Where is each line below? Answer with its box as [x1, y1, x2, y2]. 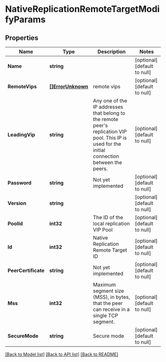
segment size [93, 287, 124, 294]
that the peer [93, 300, 123, 307]
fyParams [5, 14, 46, 25]
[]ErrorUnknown [49, 83, 88, 90]
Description [97, 48, 126, 55]
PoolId [7, 220, 23, 227]
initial [93, 147, 105, 154]
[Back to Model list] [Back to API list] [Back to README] [5, 352, 119, 357]
